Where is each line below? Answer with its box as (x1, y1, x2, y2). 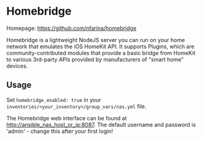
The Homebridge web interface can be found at (6, 114, 127, 121)
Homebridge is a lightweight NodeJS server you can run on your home (6, 36, 185, 43)
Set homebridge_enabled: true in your (6, 96, 101, 103)
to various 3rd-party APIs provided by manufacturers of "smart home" (6, 56, 184, 63)
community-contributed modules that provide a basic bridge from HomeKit (6, 49, 196, 56)
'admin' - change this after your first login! (6, 127, 114, 135)
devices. (6, 62, 28, 70)
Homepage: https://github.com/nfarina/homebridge (6, 24, 137, 32)
